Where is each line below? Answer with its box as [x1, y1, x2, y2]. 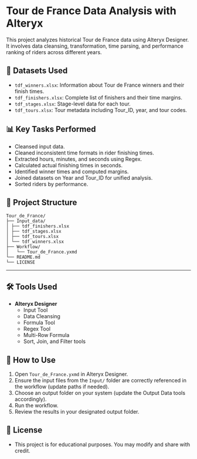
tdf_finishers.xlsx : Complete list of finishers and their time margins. [14, 94, 183, 101]
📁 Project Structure [6, 197, 77, 207]
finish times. [14, 87, 45, 95]
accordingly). [14, 396, 47, 402]
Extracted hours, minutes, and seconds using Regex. [14, 155, 142, 163]
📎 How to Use [6, 355, 56, 365]
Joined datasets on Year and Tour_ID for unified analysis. [14, 174, 153, 181]
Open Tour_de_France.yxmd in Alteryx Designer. [14, 371, 128, 378]
